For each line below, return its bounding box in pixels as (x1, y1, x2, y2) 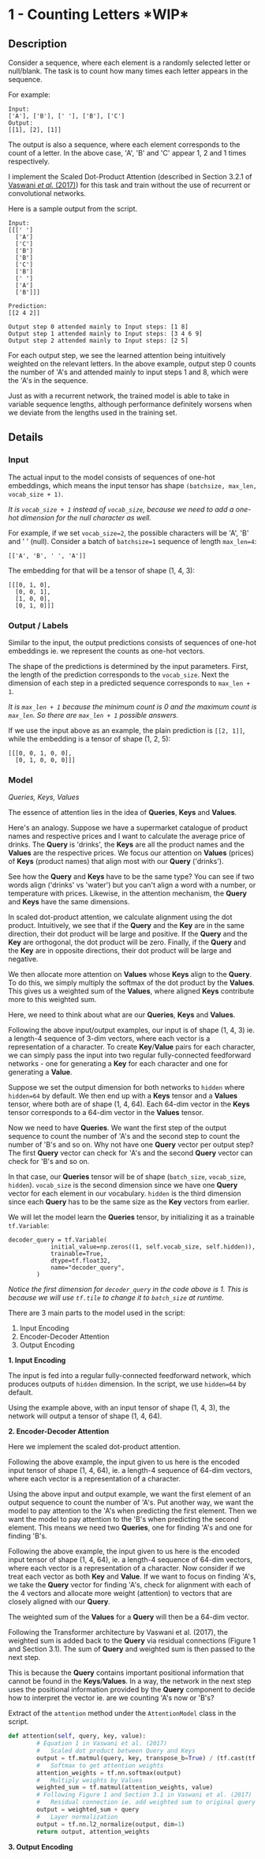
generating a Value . (8, 1068, 73, 1077)
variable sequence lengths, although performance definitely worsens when (8, 400, 252, 408)
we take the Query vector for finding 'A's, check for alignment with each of (8, 1580, 252, 1590)
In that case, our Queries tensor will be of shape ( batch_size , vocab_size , (8, 1172, 247, 1181)
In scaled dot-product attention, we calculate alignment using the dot (8, 912, 233, 922)
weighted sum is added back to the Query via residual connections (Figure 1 (8, 1636, 256, 1646)
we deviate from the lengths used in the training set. (8, 408, 177, 417)
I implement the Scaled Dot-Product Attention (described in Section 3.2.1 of (8, 172, 252, 181)
